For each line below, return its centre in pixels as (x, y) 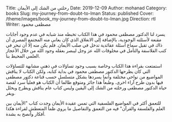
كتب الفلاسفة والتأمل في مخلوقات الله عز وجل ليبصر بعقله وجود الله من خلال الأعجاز (86, 50)
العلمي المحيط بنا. (23, 56)
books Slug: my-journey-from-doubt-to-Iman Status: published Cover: (80, 13)
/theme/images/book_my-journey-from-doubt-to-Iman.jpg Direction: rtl (81, 19)
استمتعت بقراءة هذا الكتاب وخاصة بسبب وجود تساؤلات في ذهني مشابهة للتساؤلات (84, 66)
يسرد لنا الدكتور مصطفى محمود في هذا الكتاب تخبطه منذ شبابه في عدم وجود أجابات (85, 34)
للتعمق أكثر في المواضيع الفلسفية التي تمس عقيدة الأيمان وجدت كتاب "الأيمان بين (83, 103)
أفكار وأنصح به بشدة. (26, 114)
